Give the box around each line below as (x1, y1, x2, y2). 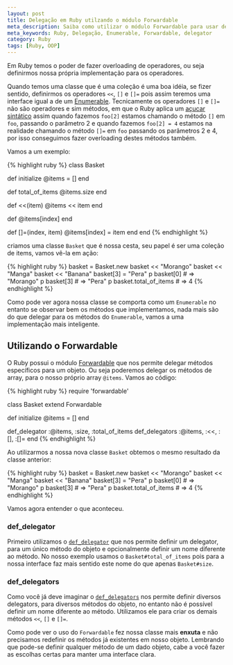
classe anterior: (7, 455, 52, 464)
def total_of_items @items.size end (7, 188, 107, 196)
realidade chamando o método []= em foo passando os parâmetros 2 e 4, (7, 126, 218, 135)
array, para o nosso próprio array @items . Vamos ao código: (7, 373, 177, 382)
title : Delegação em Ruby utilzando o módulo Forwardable (7, 17, 178, 24)
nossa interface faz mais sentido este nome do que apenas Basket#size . (7, 559, 214, 568)
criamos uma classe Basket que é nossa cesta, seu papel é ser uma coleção (7, 242, 225, 250)
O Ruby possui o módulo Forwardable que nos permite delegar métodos (7, 358, 214, 367)
